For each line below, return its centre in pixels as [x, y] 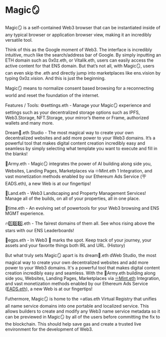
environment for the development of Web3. [49, 329]
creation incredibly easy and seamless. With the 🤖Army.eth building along [81, 273]
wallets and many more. [29, 123]
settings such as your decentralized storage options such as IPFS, [73, 112]
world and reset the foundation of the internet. [52, 95]
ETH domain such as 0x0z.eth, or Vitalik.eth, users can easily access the [79, 60]
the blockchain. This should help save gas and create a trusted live [73, 324]
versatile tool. [19, 40]
